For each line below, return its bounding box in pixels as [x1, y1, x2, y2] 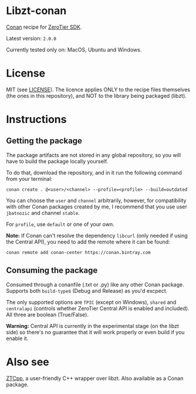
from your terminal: [6, 175, 53, 182]
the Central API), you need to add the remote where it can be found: [6, 238, 170, 245]
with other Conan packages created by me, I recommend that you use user [6, 203, 188, 210]
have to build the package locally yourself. [6, 157, 109, 165]
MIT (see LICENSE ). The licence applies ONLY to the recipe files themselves [6, 86, 191, 93]
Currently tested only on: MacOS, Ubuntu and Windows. [6, 46, 142, 53]
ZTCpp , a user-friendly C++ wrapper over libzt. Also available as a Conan [6, 375, 184, 382]
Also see [6, 355, 50, 368]
